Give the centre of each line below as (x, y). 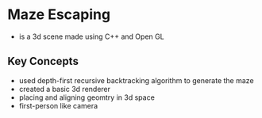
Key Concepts (43, 61)
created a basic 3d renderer (65, 89)
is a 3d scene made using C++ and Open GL (91, 36)
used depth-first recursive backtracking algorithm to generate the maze (137, 80)
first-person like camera (58, 105)
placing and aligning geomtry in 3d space (87, 97)
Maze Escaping (59, 15)
